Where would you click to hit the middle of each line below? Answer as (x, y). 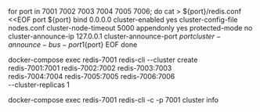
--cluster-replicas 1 (39, 85)
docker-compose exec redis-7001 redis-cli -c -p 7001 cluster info (114, 100)
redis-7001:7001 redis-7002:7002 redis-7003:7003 (90, 68)
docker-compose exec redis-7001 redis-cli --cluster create (103, 60)
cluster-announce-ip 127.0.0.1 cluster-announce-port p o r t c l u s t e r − (115, 36)
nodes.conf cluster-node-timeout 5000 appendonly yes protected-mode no (130, 28)
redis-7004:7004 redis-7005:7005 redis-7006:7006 (92, 76)
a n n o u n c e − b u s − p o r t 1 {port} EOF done (73, 45)
